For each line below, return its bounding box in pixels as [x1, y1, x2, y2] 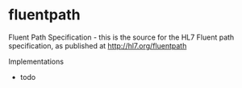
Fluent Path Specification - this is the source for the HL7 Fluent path [8, 32, 235, 42]
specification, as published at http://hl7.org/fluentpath [8, 40, 187, 50]
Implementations [8, 57, 65, 66]
